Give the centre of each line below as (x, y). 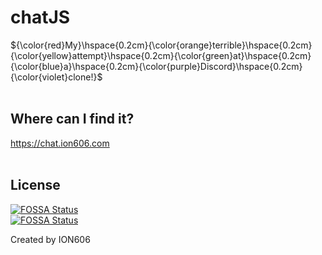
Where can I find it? (72, 119)
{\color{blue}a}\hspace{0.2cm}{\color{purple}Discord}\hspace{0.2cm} (156, 66)
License (35, 185)
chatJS (40, 17)
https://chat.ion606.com (60, 143)
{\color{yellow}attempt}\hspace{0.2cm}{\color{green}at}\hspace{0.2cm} (161, 55)
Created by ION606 (50, 239)
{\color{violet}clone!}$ (56, 77)
